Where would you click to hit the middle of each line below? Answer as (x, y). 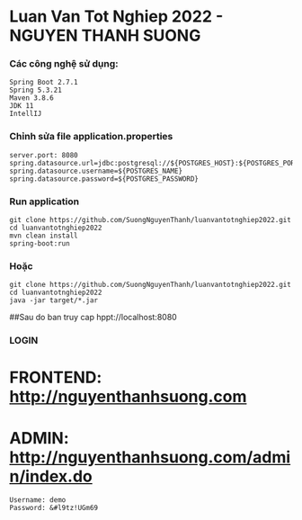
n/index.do (51, 476)
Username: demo (38, 500)
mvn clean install (44, 236)
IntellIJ (26, 114)
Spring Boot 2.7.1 (44, 83)
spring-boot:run (40, 244)
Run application (44, 202)
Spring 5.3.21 (36, 90)
